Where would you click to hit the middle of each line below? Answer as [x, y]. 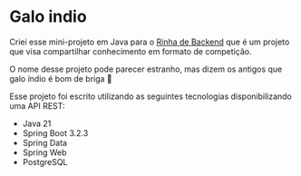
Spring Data [45, 142]
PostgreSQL [45, 161]
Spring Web [44, 152]
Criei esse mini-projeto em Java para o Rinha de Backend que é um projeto [150, 42]
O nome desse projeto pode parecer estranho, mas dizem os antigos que [146, 69]
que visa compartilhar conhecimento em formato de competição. [131, 51]
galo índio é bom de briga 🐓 [61, 78]
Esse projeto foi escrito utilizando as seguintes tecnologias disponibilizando [151, 96]
